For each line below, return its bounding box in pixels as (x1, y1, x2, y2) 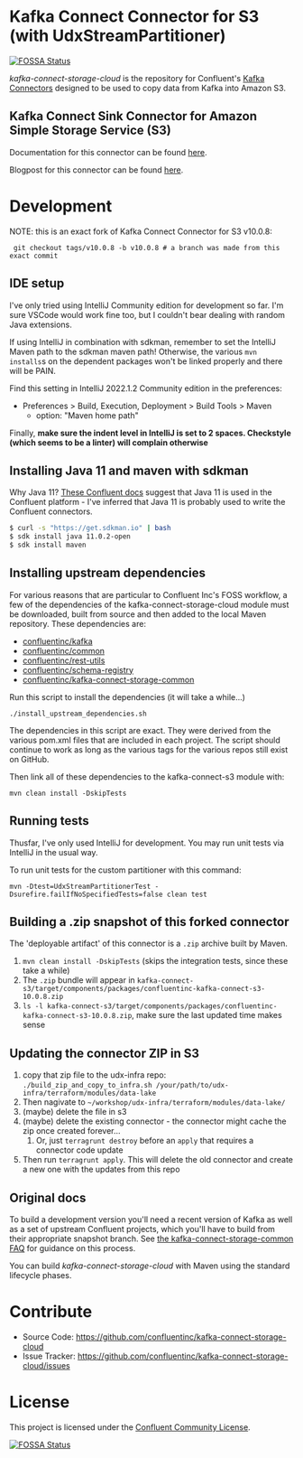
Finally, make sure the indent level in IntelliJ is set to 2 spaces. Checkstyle (9, 427, 291, 438)
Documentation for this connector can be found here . (9, 146, 207, 157)
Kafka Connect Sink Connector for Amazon (9, 108, 257, 124)
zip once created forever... (22, 1126, 121, 1136)
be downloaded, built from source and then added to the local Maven (9, 608, 267, 620)
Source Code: (22, 1331, 74, 1342)
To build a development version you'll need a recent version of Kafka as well (9, 1214, 293, 1225)
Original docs (9, 1190, 87, 1205)
